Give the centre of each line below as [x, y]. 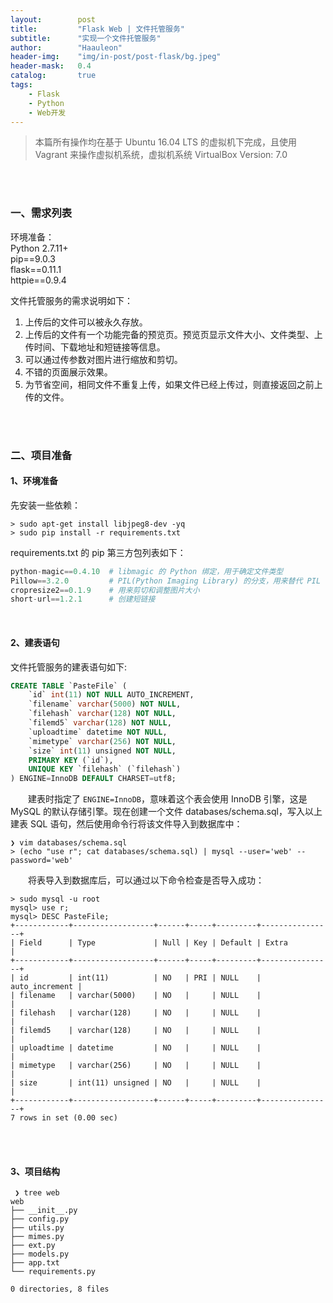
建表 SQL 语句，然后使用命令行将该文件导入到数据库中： [126, 824]
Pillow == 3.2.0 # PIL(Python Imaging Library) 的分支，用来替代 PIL [166, 581]
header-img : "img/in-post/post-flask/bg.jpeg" [116, 57]
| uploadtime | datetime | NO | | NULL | [136, 1048]
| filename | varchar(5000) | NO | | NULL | [136, 996]
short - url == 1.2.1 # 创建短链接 [83, 599]
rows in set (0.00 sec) [68, 1118]
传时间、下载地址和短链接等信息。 [95, 347]
